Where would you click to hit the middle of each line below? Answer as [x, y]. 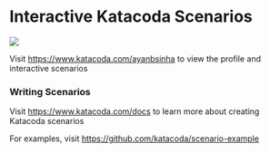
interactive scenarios [49, 68]
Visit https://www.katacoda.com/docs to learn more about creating [135, 111]
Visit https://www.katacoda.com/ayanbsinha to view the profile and [135, 58]
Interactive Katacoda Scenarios [131, 17]
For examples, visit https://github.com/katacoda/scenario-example [134, 139]
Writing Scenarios [50, 91]
